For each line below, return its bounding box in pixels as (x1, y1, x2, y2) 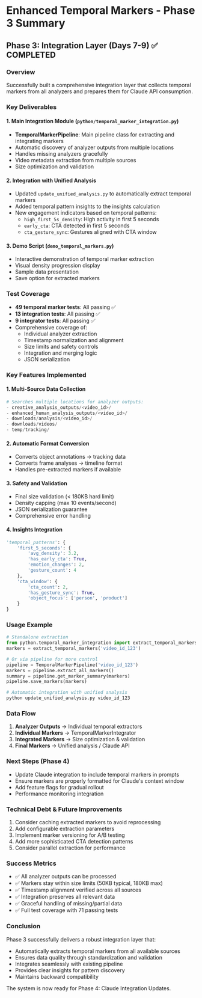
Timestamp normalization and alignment (23, 336, 124, 343)
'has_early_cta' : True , (28, 556, 87, 562)
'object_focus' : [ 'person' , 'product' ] (28, 595, 128, 601)
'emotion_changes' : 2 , (28, 562, 85, 568)
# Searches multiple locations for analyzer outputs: (6, 399, 144, 405)
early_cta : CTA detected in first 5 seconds (23, 222, 130, 229)
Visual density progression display (14, 262, 100, 269)
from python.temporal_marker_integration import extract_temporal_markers (6, 640, 198, 646)
